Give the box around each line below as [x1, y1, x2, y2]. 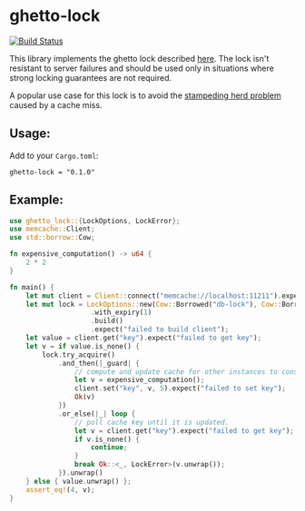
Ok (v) [74, 392, 95, 402]
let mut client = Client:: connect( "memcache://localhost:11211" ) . [25, 291, 282, 300]
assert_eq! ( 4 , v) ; [25, 485, 95, 495]
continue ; [90, 443, 128, 452]
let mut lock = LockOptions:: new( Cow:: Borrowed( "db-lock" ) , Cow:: [25, 300, 282, 309]
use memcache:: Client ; [9, 224, 95, 234]
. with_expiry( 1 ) [90, 308, 152, 318]
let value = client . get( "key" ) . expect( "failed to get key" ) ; [25, 333, 261, 343]
